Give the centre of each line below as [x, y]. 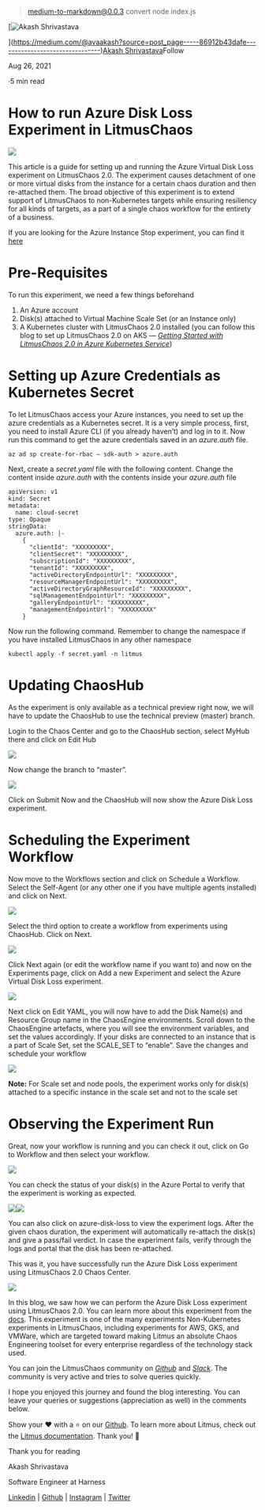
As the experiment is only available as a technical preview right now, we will [131, 707]
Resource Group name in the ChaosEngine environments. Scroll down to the [132, 1019]
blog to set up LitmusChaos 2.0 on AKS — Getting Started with [121, 335]
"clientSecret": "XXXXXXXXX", [78, 554]
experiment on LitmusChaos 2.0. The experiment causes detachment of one [132, 175]
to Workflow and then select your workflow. [79, 1154]
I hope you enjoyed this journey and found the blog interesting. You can [124, 1391]
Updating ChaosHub [76, 685]
